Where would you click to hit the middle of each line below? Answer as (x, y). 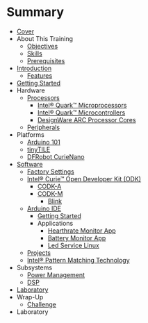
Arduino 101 (43, 142)
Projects (39, 252)
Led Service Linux (74, 245)
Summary (35, 12)
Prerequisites (46, 60)
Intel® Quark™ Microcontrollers (81, 113)
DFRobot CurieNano (56, 156)
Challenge (41, 304)
